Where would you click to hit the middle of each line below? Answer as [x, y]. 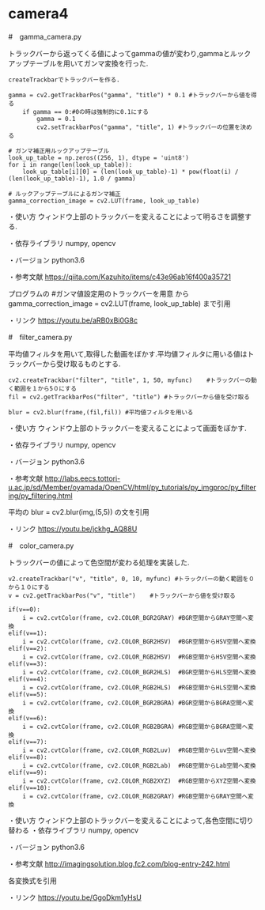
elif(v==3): [28, 664]
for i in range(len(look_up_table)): [70, 164]
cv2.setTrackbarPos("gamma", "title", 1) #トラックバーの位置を [139, 127]
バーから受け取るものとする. [75, 364]
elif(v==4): [28, 679]
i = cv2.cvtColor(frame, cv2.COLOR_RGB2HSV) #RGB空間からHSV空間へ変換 [139, 657]
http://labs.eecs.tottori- [83, 478]
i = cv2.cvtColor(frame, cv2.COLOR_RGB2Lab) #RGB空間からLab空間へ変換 [139, 765]
